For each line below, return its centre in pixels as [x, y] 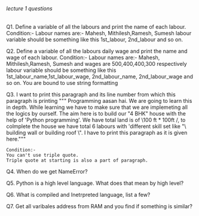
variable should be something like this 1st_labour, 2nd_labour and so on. [95, 39]
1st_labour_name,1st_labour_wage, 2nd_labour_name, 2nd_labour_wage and [99, 77]
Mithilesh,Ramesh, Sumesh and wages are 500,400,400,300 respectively [97, 64]
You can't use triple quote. [42, 156]
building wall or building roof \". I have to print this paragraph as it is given [97, 133]
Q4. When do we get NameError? [47, 172]
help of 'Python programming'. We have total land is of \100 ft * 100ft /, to [96, 120]
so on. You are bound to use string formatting [62, 83]
